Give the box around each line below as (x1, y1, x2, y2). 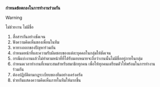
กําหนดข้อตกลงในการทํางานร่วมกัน (5, 5, 60, 11)
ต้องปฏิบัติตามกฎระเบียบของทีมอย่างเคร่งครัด (12, 72, 83, 77)
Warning (5, 15, 22, 20)
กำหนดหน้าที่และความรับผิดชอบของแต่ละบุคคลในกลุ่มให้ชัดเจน (12, 50, 111, 56)
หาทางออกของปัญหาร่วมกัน (12, 44, 56, 50)
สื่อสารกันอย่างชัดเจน (12, 34, 45, 39)
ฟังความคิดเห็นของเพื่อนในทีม (12, 39, 59, 45)
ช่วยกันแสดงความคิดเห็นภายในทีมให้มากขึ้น (12, 77, 81, 83)
